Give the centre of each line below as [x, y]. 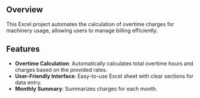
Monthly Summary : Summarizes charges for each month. [86, 88]
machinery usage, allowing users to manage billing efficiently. [82, 30]
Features [23, 49]
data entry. [28, 82]
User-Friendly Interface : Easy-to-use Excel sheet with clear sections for [104, 76]
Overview [25, 10]
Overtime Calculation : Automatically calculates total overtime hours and [104, 63]
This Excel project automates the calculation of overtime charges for [90, 24]
